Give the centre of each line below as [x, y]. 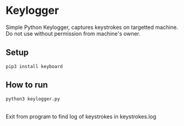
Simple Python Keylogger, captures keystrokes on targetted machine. [92, 27]
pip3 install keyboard [34, 66]
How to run [27, 85]
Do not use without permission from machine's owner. [73, 33]
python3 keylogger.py [33, 99]
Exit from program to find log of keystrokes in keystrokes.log [81, 116]
